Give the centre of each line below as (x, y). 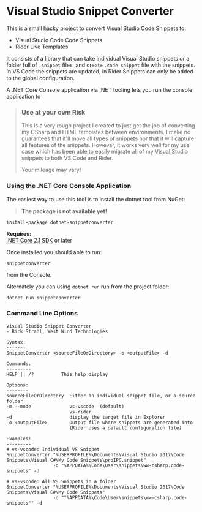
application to (24, 96)
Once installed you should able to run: (54, 252)
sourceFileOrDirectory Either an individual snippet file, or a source (101, 396)
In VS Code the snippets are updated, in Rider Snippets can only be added (100, 71)
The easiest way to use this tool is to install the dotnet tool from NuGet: (96, 199)
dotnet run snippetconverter (43, 298)
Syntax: (16, 342)
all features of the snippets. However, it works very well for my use (105, 145)
